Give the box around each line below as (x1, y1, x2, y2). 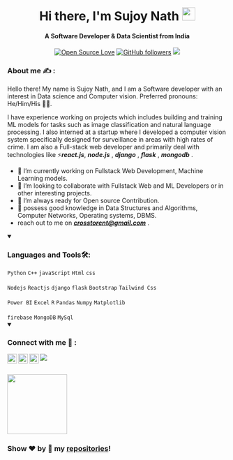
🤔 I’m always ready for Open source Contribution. (17, 196, 160, 205)
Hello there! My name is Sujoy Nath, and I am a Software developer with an (7, 84, 223, 93)
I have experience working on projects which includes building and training (7, 112, 223, 121)
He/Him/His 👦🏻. (7, 99, 52, 107)
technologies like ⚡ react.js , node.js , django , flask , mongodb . (7, 150, 193, 158)
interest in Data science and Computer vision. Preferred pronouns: (7, 91, 198, 101)
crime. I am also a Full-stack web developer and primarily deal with (7, 142, 200, 151)
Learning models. (17, 174, 68, 182)
